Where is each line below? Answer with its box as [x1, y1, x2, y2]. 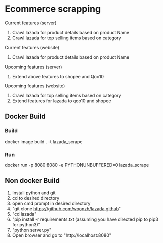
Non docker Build [5, 176, 60, 185]
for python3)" [12, 221, 41, 227]
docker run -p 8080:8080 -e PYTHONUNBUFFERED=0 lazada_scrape [5, 162, 149, 168]
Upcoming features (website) [5, 83, 65, 89]
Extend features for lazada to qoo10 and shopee [12, 98, 111, 104]
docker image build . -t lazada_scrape [5, 138, 83, 145]
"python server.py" [12, 227, 52, 233]
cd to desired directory [12, 195, 60, 201]
